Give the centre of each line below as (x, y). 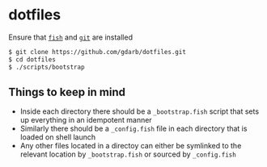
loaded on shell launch (58, 137)
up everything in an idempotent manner (86, 120)
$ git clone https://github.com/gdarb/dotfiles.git (97, 52)
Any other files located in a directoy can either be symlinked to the (131, 146)
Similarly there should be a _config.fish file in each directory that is (133, 129)
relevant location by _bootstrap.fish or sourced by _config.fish (128, 154)
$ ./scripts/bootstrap (47, 67)
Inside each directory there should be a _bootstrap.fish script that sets (140, 111)
